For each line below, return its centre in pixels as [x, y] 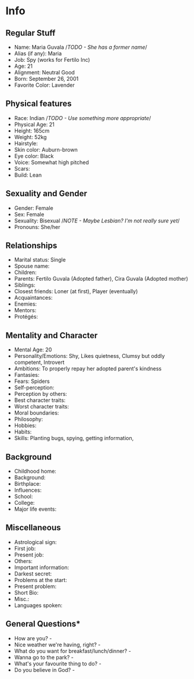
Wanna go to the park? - [44, 657]
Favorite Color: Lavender [44, 85]
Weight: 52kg [30, 137]
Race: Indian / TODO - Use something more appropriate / [82, 118]
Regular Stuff [31, 33]
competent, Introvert [39, 362]
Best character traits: [40, 400]
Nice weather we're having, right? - [57, 645]
